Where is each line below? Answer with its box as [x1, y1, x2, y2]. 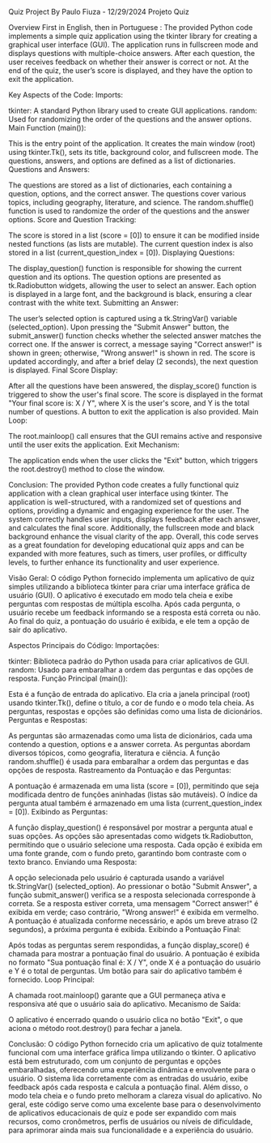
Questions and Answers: [8, 165, 91, 174]
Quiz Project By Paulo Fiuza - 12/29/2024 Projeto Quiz [8, 7, 190, 16]
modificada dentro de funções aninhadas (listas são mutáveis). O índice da [8, 790, 258, 799]
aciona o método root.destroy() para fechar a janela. [8, 1024, 183, 1033]
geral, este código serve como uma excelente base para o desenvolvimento [8, 1099, 261, 1109]
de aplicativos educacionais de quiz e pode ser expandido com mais [8, 1108, 237, 1118]
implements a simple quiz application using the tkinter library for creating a [8, 32, 257, 41]
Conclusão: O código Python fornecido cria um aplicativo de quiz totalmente [8, 1039, 263, 1049]
